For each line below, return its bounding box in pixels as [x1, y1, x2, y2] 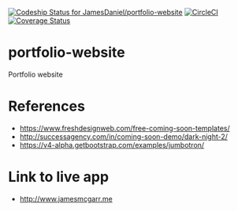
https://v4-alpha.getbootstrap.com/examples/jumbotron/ [19, 140, 205, 149]
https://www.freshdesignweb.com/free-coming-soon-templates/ [19, 123, 230, 133]
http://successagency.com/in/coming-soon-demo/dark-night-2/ [19, 131, 229, 141]
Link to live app [8, 168, 109, 186]
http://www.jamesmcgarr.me [19, 194, 113, 203]
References [8, 97, 85, 115]
